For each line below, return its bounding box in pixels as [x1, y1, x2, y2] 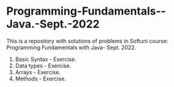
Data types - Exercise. [15, 62, 71, 69]
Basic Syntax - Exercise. [15, 55, 77, 63]
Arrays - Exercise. [15, 68, 61, 75]
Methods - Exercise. [15, 75, 67, 82]
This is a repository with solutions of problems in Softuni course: [6, 37, 169, 44]
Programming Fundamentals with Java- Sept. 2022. [6, 44, 136, 51]
